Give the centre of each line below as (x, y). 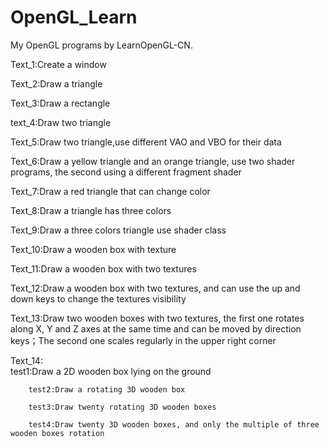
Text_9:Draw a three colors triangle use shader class (118, 230)
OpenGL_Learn (74, 17)
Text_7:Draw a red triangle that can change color (110, 191)
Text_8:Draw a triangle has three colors (91, 210)
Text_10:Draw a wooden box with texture (93, 249)
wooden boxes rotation (57, 433)
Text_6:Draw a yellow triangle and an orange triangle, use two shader (153, 161)
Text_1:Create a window (58, 64)
